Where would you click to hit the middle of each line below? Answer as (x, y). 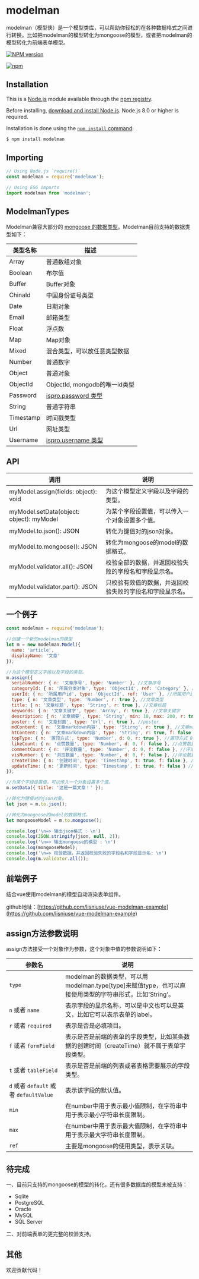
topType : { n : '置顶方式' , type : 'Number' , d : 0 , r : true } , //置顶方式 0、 (104, 739)
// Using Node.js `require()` (44, 171)
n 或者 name (24, 1010)
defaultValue (35, 1095)
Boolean (21, 272)
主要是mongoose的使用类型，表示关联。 (121, 1146)
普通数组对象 (64, 262)
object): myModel (33, 519)
